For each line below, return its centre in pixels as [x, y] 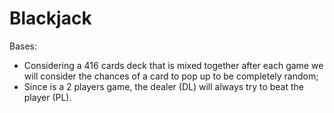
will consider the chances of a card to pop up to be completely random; [171, 76]
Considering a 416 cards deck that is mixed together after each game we [173, 65]
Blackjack [50, 18]
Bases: [23, 46]
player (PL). [47, 97]
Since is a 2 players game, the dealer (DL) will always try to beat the [164, 86]
